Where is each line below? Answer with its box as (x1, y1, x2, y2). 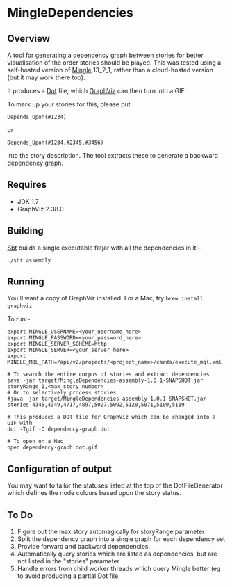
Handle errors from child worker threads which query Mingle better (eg (17, 565, 221, 573)
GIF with (7, 419, 33, 427)
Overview (7, 33, 51, 45)
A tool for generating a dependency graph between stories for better (7, 51, 204, 59)
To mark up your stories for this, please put (7, 100, 131, 108)
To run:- (7, 315, 31, 323)
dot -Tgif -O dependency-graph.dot (7, 426, 110, 433)
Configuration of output (7, 463, 113, 474)
